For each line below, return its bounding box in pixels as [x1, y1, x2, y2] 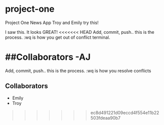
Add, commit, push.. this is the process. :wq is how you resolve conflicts [5, 68, 151, 74]
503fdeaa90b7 [90, 115, 121, 121]
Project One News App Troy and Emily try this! [5, 20, 99, 25]
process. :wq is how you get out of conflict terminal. [5, 34, 110, 40]
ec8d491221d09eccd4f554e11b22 [90, 109, 160, 116]
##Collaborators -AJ [5, 51, 91, 63]
